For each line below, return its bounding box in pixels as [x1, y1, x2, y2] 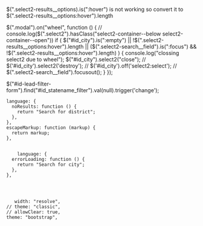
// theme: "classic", [6, 204, 61, 210]
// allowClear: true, [6, 209, 61, 215]
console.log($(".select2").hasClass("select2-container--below [6, 30, 161, 37]
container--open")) [6, 37, 54, 43]
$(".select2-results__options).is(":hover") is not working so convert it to [6, 6, 184, 13]
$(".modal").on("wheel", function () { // [6, 24, 103, 31]
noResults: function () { [11, 104, 77, 110]
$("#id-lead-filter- [6, 80, 51, 87]
